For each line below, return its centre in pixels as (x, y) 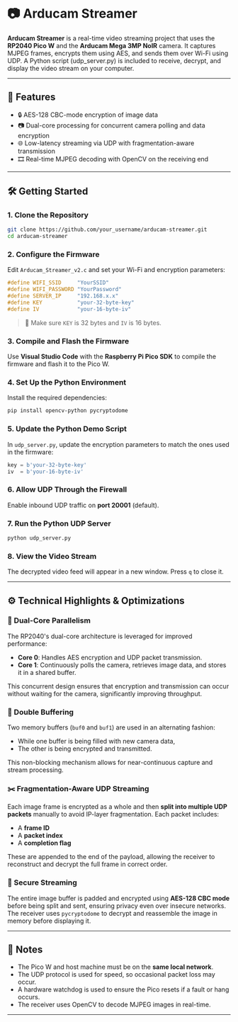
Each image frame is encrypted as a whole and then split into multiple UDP (118, 807)
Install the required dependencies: (57, 398)
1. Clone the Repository (48, 215)
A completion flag (44, 843)
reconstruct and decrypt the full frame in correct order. (87, 864)
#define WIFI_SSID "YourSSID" (58, 283)
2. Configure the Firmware (53, 254)
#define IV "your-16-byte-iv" (69, 309)
